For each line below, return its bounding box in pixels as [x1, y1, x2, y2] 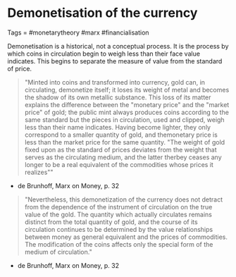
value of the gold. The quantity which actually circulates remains [24, 210, 213, 218]
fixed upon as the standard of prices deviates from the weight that [24, 145, 217, 154]
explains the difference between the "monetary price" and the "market [24, 100, 230, 109]
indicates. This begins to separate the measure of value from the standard [7, 56, 223, 65]
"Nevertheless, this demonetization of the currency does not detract [24, 195, 223, 204]
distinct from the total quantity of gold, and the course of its [24, 217, 199, 226]
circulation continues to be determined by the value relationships [24, 225, 213, 233]
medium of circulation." [24, 247, 93, 256]
